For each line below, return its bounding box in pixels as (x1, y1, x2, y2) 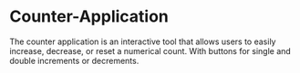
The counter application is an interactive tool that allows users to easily (9, 36, 276, 47)
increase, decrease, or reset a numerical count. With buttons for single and (9, 45, 292, 56)
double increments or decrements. (9, 55, 140, 66)
